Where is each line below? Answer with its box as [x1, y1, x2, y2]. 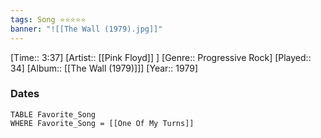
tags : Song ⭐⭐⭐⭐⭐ [10, 14, 87, 25]
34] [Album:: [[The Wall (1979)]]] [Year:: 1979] [10, 62, 198, 74]
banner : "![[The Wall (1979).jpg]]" [10, 24, 163, 34]
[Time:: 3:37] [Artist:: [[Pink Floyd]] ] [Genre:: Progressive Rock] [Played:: [10, 51, 312, 63]
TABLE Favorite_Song [10, 109, 97, 120]
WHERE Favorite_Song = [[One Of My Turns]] [10, 118, 195, 128]
